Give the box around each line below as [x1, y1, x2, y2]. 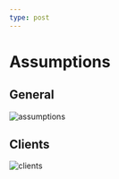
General [9, 87, 55, 103]
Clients [9, 137, 50, 152]
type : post [9, 13, 50, 22]
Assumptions [9, 51, 111, 72]
